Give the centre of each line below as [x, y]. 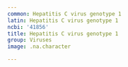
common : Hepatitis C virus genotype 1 [64, 14]
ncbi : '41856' [28, 27]
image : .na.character [39, 47]
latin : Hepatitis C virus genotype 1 [63, 20]
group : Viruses [30, 40]
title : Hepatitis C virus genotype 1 [63, 33]
